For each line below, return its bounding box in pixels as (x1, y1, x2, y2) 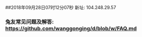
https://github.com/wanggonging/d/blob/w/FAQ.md (5, 25, 137, 32)
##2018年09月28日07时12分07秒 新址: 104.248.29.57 (5, 5, 117, 10)
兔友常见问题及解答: (5, 18, 54, 25)
